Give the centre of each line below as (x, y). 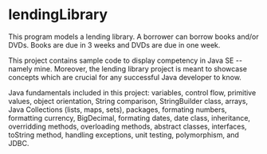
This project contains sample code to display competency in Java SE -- (126, 60)
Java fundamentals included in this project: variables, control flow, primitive (132, 92)
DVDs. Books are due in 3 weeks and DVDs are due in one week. (114, 44)
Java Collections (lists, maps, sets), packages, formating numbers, (118, 110)
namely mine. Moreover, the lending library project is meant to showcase (128, 68)
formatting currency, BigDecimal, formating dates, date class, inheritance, (130, 117)
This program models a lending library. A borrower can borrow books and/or (133, 37)
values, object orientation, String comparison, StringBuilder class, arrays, (128, 101)
